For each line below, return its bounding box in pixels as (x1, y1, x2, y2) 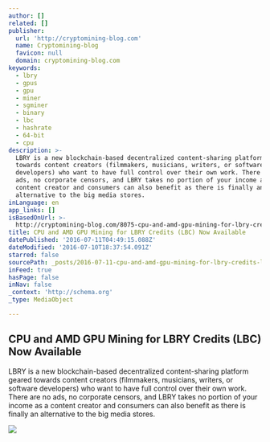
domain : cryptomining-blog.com (15, 57, 121, 65)
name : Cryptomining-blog (15, 42, 99, 50)
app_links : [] (8, 206, 56, 214)
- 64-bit (15, 131, 45, 139)
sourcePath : (8, 258, 48, 266)
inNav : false (8, 280, 52, 289)
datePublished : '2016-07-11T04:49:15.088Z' (8, 236, 157, 244)
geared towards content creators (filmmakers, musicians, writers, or (8, 374, 233, 384)
